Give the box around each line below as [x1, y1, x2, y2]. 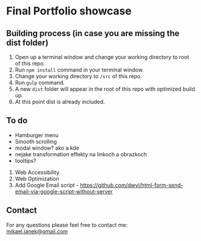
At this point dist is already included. [14, 98, 105, 105]
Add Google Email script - [14, 182, 79, 189]
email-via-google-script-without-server [14, 188, 113, 195]
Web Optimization [14, 175, 59, 182]
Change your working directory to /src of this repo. [14, 73, 142, 79]
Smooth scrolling [14, 138, 57, 145]
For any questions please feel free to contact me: [6, 221, 128, 228]
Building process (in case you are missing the [6, 28, 180, 38]
